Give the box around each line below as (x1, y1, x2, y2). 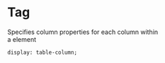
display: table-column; (7, 49, 78, 56)
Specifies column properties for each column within (7, 28, 159, 36)
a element (7, 35, 37, 43)
